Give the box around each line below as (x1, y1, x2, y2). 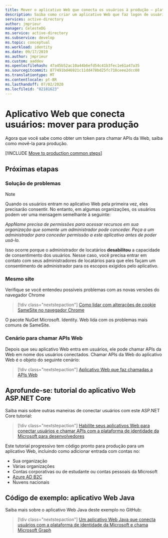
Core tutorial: (5, 413, 32, 419)
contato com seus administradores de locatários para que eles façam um (5, 257, 156, 263)
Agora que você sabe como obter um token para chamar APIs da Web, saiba (5, 135, 163, 141)
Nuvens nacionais (12, 479, 49, 485)
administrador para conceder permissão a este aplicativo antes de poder (5, 232, 157, 238)
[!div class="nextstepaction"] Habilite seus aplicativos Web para (17, 422, 150, 428)
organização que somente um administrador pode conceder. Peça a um (5, 226, 154, 233)
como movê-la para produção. (5, 141, 68, 147)
